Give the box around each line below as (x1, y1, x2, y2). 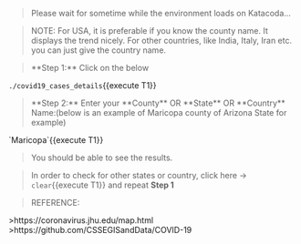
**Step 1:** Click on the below (30, 63, 150, 73)
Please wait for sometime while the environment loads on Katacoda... (30, 8, 291, 18)
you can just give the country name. (30, 45, 166, 56)
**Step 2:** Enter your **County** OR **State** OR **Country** (30, 97, 286, 108)
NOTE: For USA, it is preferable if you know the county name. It (30, 25, 268, 36)
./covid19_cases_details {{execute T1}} (8, 80, 157, 90)
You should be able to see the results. (30, 152, 173, 163)
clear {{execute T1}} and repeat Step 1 (30, 179, 174, 190)
